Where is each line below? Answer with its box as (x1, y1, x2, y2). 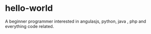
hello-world (5, 3, 53, 14)
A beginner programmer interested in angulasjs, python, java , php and (5, 18, 147, 24)
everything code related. (5, 23, 54, 29)
